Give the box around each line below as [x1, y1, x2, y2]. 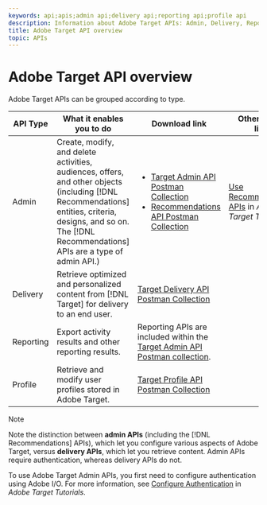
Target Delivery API [137, 284, 210, 295]
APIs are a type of [56, 246, 123, 257]
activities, [56, 157, 93, 168]
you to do [75, 123, 112, 134]
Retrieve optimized [56, 269, 127, 280]
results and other [56, 336, 121, 348]
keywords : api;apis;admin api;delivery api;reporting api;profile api [8, 11, 247, 20]
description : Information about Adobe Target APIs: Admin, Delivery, [8, 19, 244, 27]
